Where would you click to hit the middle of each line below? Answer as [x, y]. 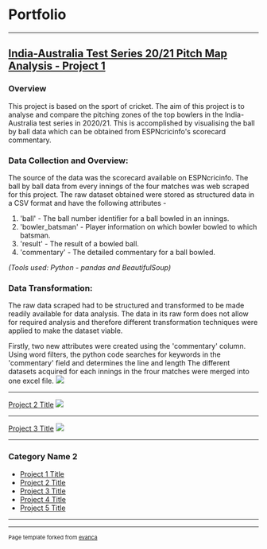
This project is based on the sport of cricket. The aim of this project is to [126, 106]
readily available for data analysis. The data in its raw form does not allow [128, 314]
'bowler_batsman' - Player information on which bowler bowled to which [138, 226]
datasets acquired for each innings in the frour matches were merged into [129, 372]
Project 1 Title [42, 474]
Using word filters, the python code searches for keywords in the [114, 354]
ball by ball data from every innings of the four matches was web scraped [129, 186]
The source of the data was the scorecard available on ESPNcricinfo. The [128, 177]
